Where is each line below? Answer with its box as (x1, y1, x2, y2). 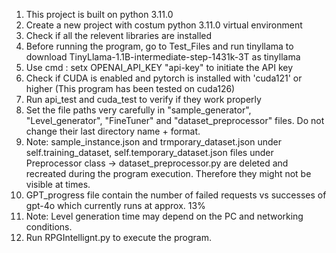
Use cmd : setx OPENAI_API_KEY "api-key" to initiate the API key (25, 62, 294, 73)
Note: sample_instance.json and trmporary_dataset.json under (25, 136, 282, 148)
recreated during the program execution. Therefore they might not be (25, 168, 312, 179)
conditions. (25, 221, 73, 233)
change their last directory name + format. (25, 125, 201, 137)
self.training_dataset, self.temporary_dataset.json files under (25, 147, 274, 158)
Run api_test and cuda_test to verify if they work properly (25, 94, 262, 105)
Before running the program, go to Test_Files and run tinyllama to (25, 40, 294, 52)
